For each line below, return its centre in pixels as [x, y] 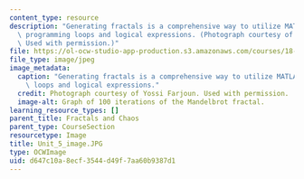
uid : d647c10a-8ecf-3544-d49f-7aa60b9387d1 [93, 160]
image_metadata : [40, 69]
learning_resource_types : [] [64, 110]
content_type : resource [54, 18]
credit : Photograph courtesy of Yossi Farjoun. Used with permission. [153, 93]
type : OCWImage [38, 152]
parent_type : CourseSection [62, 127]
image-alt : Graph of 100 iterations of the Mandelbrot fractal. [141, 102]
